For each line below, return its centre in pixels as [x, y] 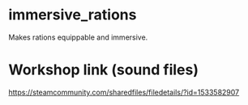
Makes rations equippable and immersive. [78, 37]
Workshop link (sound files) [103, 70]
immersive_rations [73, 15]
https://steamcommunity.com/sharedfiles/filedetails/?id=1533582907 [124, 92]
